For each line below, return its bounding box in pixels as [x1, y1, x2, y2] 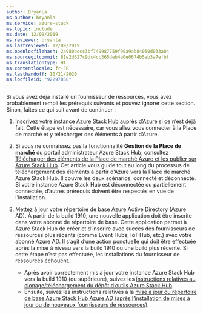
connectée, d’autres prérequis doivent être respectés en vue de [15, 187, 175, 195]
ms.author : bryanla [6, 15, 56, 21]
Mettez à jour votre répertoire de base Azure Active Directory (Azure [15, 205, 187, 213]
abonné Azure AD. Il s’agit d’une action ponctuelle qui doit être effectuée [15, 238, 196, 246]
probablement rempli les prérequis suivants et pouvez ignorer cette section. [6, 99, 196, 107]
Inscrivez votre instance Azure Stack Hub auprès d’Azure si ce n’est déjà [15, 118, 196, 125]
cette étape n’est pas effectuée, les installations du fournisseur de [15, 251, 180, 258]
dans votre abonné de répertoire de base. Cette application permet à [15, 219, 187, 226]
